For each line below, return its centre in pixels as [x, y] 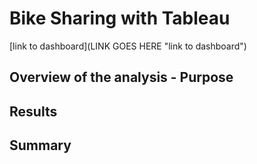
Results [33, 111]
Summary [40, 145]
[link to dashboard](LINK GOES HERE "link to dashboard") [128, 46]
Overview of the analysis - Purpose [121, 77]
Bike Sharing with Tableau [120, 18]
